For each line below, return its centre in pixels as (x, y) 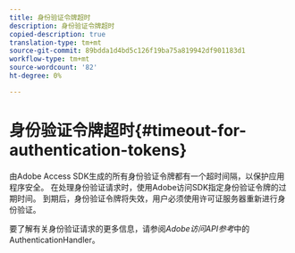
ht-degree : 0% (36, 76)
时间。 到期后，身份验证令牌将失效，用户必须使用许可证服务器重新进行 (147, 198)
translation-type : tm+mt (55, 42)
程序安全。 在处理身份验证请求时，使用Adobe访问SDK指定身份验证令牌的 (144, 187)
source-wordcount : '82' (54, 68)
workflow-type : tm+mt (50, 59)
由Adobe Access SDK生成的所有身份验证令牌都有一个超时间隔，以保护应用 (147, 176)
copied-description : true (57, 34)
